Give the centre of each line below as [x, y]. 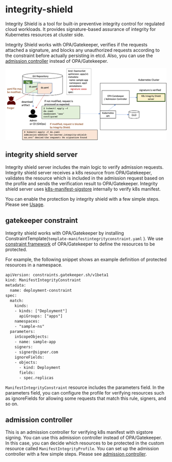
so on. [12, 404]
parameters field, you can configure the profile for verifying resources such [85, 393]
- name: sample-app [35, 342]
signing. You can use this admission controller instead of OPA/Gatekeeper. [84, 438]
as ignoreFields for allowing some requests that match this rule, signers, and [86, 398]
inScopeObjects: [32, 336]
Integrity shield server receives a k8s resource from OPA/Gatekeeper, [79, 172]
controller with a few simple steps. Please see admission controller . [76, 454]
